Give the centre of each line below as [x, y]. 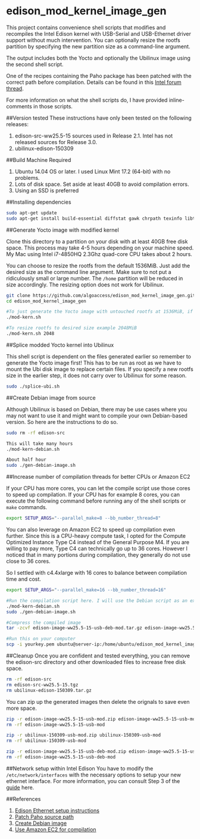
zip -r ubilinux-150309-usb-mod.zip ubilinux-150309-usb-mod [84, 735]
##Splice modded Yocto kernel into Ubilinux [60, 345]
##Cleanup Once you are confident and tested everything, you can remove [98, 656]
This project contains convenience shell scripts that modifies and [86, 27]
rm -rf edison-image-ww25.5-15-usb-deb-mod [61, 757]
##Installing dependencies [39, 202]
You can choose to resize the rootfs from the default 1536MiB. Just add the [98, 266]
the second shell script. [35, 64]
